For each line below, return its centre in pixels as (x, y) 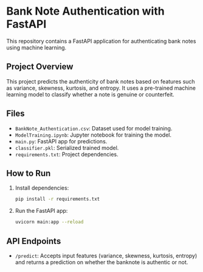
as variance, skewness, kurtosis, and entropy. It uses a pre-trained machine (101, 88)
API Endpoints (34, 241)
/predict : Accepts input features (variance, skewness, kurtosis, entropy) (106, 256)
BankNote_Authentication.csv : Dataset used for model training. (94, 128)
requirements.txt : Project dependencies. (67, 154)
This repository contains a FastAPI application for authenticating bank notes (101, 41)
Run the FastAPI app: (41, 211)
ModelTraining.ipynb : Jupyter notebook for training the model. (93, 135)
